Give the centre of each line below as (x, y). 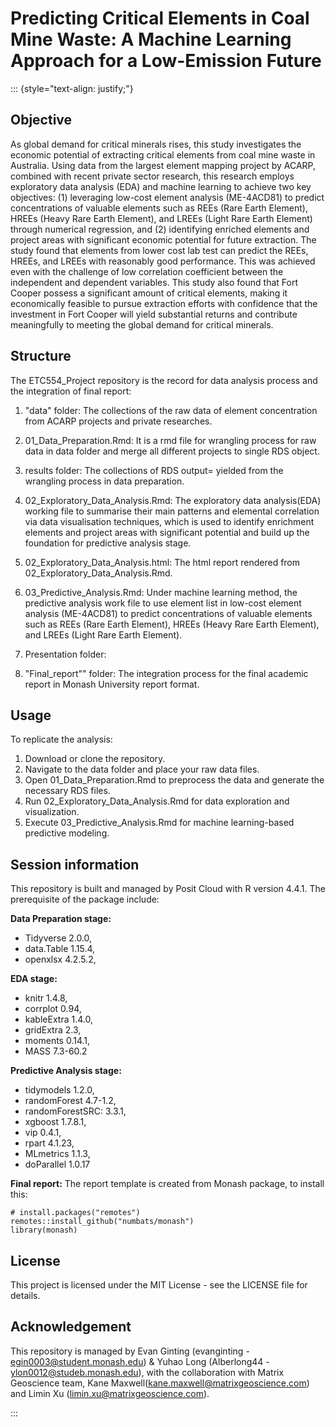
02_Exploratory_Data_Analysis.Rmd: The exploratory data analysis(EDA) (173, 500)
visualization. (52, 812)
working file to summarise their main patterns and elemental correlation (172, 511)
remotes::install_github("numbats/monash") (102, 1222)
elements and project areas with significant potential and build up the (167, 532)
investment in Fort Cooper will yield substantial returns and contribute (154, 314)
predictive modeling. (67, 833)
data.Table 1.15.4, (60, 949)
